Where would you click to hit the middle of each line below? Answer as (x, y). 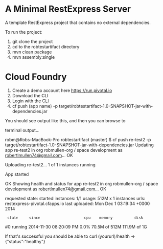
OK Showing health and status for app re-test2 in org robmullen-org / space (81, 183)
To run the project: (24, 32)
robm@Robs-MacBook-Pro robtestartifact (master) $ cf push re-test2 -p (78, 139)
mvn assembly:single (34, 57)
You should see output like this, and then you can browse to (65, 120)
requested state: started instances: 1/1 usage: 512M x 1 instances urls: (75, 198)
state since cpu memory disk (75, 218)
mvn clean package (32, 52)
